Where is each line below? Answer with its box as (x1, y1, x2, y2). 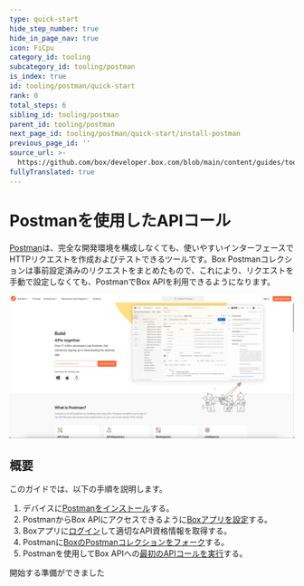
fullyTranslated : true (9, 168, 95, 177)
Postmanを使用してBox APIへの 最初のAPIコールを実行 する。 (22, 548, 248, 559)
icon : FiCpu (9, 43, 54, 53)
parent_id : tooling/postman (9, 120, 116, 129)
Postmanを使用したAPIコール (9, 210, 232, 231)
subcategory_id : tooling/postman (9, 62, 136, 72)
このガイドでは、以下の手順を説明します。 (9, 484, 167, 495)
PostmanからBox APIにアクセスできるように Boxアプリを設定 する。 (22, 514, 273, 525)
